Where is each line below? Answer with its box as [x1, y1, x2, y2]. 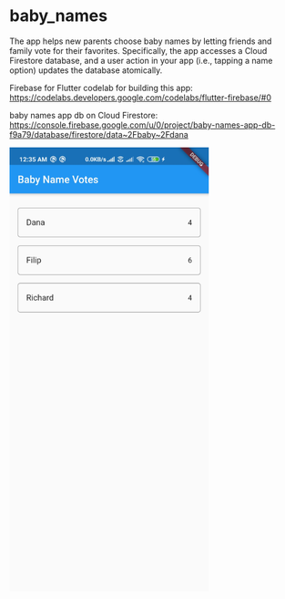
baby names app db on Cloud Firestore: [9, 109, 158, 120]
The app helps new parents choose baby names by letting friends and [9, 36, 272, 46]
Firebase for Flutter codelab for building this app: [9, 82, 193, 93]
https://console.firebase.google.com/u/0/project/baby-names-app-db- [9, 119, 276, 130]
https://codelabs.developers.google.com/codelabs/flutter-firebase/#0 [9, 92, 271, 103]
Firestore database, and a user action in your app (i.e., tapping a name [9, 55, 273, 66]
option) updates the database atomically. [9, 65, 163, 76]
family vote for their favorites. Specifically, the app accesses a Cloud [9, 45, 268, 56]
